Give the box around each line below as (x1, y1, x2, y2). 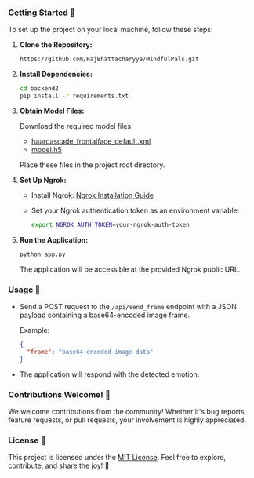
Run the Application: (19, 235, 89, 244)
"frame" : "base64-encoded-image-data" (27, 348, 154, 356)
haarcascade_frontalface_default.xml (31, 137, 151, 146)
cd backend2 (19, 85, 59, 93)
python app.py (19, 250, 66, 258)
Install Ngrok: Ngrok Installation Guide (31, 190, 154, 199)
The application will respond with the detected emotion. (19, 369, 200, 379)
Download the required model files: (19, 121, 133, 130)
